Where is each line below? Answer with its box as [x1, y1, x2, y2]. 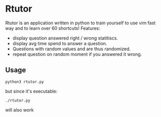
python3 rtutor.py [5, 79, 44, 84]
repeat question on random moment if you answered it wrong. [12, 51, 142, 57]
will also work [5, 107, 34, 113]
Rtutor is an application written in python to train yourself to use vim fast [5, 20, 156, 26]
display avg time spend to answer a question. [12, 40, 107, 46]
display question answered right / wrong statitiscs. [12, 35, 118, 41]
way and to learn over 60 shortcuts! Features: [5, 25, 100, 31]
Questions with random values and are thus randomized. [12, 46, 131, 52]
